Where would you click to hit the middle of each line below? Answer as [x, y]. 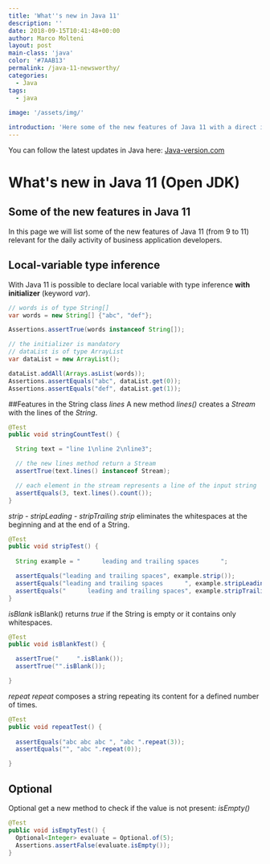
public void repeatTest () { [55, 727]
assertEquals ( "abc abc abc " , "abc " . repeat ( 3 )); [100, 742]
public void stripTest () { [53, 547]
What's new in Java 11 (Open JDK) [124, 183]
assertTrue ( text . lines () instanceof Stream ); [93, 471]
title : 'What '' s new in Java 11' [64, 16]
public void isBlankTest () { [57, 644]
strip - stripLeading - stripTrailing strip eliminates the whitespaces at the [128, 516]
